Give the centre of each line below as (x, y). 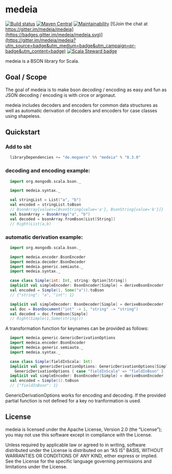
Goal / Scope (26, 77)
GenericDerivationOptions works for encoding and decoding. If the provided (86, 395)
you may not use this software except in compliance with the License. (79, 435)
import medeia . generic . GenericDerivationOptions (63, 338)
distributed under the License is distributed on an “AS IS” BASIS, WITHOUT (84, 450)
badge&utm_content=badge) (36, 51)
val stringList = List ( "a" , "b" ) (46, 200)
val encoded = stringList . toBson (46, 205)
